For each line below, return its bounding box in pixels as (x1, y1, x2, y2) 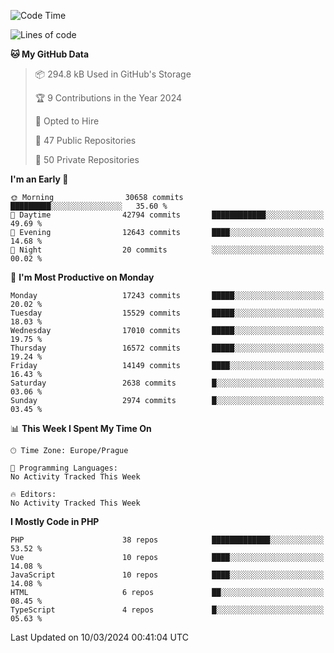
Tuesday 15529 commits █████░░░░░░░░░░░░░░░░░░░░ (10, 308, 325, 318)
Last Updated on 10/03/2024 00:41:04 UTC (10, 631, 189, 643)
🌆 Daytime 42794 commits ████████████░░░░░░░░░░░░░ (10, 210, 325, 220)
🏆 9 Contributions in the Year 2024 (34, 92, 182, 104)
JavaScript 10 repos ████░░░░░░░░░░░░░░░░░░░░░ (10, 570, 325, 580)
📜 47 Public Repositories (34, 135, 137, 146)
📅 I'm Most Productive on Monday (10, 271, 155, 283)
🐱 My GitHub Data (10, 48, 90, 60)
